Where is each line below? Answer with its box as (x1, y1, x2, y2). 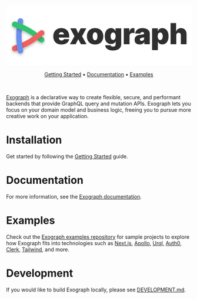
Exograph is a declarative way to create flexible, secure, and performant (6, 93, 181, 100)
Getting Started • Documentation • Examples (44, 70, 153, 78)
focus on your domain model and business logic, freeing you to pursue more (6, 106, 191, 113)
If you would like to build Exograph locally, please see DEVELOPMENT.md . (6, 286, 186, 293)
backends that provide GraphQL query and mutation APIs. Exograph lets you (6, 100, 191, 107)
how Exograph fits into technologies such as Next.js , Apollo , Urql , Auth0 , (6, 239, 182, 246)
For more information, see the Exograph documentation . (6, 193, 142, 200)
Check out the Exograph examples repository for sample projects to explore (6, 233, 190, 240)
